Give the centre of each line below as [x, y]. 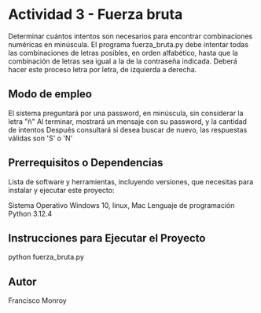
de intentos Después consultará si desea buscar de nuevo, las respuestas [128, 129]
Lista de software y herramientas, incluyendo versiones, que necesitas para [131, 181]
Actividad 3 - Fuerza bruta [96, 15]
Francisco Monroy [37, 300]
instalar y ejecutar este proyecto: [61, 190]
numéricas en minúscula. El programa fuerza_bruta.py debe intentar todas [129, 44]
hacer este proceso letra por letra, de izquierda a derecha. [103, 69]
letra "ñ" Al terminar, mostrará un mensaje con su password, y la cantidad [128, 121]
